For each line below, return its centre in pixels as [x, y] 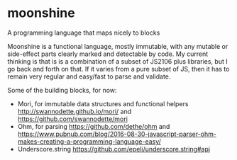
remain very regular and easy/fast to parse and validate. [89, 76]
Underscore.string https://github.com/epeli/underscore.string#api [114, 149]
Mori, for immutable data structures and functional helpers [103, 103]
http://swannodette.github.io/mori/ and [75, 111]
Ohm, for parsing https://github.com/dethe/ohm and [94, 126]
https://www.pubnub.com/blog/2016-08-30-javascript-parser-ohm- [117, 134]
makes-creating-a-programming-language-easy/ [89, 141]
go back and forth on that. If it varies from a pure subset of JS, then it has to [118, 69]
